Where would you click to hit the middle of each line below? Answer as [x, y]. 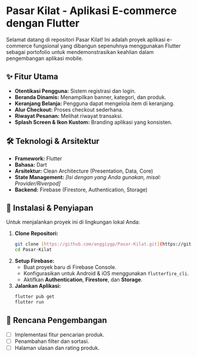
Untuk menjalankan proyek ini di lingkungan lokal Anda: [73, 222]
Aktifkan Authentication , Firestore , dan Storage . [83, 279]
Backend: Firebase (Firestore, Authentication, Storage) [81, 190]
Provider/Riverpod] [37, 183]
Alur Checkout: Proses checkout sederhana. [69, 109]
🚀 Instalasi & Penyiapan [50, 208]
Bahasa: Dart [31, 164]
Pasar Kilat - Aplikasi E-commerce [91, 11]
